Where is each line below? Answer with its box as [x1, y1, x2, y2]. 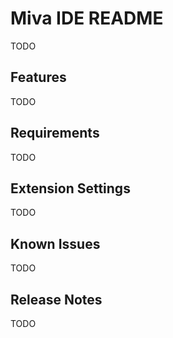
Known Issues [10, 235, 101, 252]
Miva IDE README [10, 7, 164, 30]
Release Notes [10, 291, 103, 308]
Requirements [10, 125, 100, 142]
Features [10, 69, 67, 86]
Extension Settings [10, 180, 131, 197]
